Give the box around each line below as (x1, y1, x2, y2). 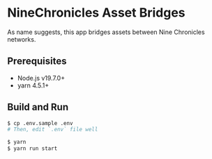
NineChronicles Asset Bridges (7, 5, 186, 21)
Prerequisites (7, 56, 67, 67)
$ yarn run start (7, 145, 58, 152)
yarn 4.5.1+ (17, 81, 50, 90)
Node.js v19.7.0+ (17, 74, 65, 82)
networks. (7, 35, 36, 43)
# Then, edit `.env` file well (7, 126, 98, 133)
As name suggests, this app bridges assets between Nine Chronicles (7, 28, 205, 36)
